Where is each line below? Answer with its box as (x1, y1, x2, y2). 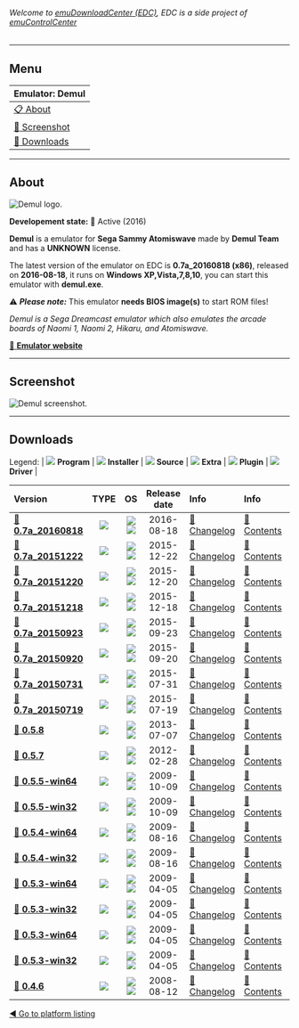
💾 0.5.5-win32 (13, 801, 77, 813)
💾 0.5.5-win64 (13, 775, 77, 787)
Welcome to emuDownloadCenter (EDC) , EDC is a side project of (9, 7, 247, 18)
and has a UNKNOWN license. (9, 242, 121, 253)
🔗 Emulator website (9, 339, 83, 351)
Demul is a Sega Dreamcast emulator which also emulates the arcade (9, 313, 267, 324)
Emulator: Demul (13, 87, 86, 100)
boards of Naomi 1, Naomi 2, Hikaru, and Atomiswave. (9, 322, 209, 333)
